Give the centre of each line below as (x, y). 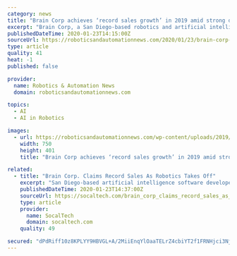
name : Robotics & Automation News (64, 85)
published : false (33, 66)
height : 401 (37, 150)
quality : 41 (25, 54)
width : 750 (36, 144)
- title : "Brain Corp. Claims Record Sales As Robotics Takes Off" (115, 176)
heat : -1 (20, 60)
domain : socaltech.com (59, 222)
